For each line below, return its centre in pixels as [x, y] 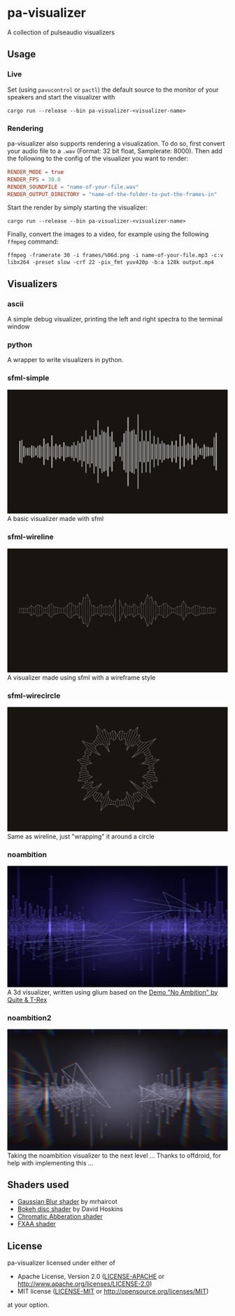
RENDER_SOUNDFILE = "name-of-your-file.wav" [73, 187]
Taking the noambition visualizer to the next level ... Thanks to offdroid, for [114, 1155]
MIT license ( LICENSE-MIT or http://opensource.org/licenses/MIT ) [113, 1291]
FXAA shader [36, 1224]
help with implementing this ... [50, 1163]
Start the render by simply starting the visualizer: [78, 207]
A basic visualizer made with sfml [56, 519]
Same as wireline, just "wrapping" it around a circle [81, 836]
